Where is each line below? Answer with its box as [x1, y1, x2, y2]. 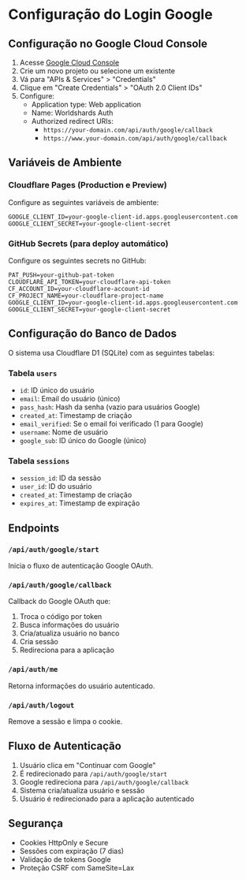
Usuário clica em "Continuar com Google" [19, 760, 156, 770]
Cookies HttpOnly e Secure [19, 837, 109, 847]
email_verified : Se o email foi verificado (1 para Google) [19, 419, 203, 429]
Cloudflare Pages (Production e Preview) [8, 180, 167, 191]
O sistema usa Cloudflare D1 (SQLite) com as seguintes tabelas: [8, 348, 215, 357]
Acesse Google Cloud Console [19, 58, 120, 67]
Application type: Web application [31, 100, 142, 109]
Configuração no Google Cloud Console [8, 37, 207, 50]
